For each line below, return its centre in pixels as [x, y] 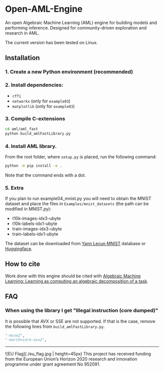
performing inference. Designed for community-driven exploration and [76, 27]
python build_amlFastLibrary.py [38, 133]
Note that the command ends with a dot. [46, 175]
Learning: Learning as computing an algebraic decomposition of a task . [77, 281]
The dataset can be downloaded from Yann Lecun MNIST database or [75, 244]
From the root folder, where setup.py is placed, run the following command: [81, 157]
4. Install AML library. [31, 146]
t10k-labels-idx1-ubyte [35, 223]
